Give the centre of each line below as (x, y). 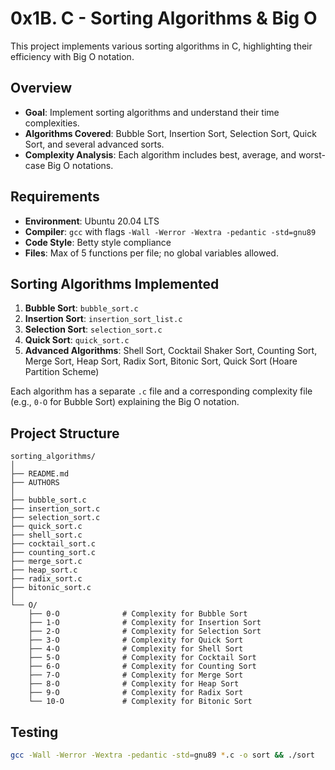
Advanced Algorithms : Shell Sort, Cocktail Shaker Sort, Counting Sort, (171, 351)
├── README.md (40, 474)
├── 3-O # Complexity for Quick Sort (136, 640)
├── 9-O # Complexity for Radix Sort (136, 693)
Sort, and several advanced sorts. (94, 144)
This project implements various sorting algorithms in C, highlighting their (161, 46)
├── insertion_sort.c (55, 509)
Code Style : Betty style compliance (98, 242)
